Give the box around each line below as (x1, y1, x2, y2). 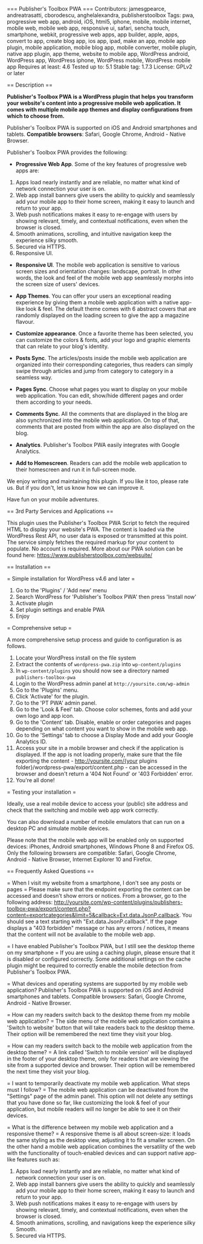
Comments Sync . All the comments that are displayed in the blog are (15, 410, 188, 417)
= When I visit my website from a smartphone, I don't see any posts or (7, 879, 182, 886)
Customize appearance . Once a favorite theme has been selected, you (15, 330, 193, 337)
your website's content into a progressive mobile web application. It (7, 99, 181, 107)
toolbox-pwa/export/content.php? (7, 905, 91, 912)
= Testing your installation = (7, 788, 76, 795)
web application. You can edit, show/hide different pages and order (15, 392, 184, 399)
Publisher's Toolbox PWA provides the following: (7, 149, 127, 156)
